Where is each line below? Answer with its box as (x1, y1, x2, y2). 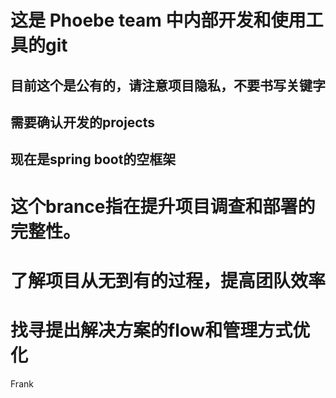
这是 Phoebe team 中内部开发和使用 (10, 9, 307, 32)
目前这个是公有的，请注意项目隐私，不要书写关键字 (10, 77, 326, 94)
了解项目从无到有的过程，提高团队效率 (10, 269, 327, 292)
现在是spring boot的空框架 (10, 151, 177, 168)
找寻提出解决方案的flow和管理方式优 (10, 319, 311, 341)
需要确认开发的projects (10, 114, 156, 131)
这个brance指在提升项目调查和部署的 (10, 195, 316, 218)
